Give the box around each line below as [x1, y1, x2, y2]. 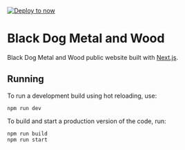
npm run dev [7, 105, 41, 111]
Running [7, 73, 45, 85]
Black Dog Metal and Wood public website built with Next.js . [7, 53, 178, 61]
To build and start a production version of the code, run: [7, 117, 167, 125]
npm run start [7, 136, 48, 143]
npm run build [7, 130, 48, 137]
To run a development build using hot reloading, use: [7, 92, 157, 100]
